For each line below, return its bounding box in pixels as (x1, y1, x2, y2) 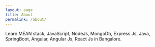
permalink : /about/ (5, 17, 47, 22)
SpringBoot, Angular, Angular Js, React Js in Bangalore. (5, 36, 122, 42)
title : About (5, 12, 33, 17)
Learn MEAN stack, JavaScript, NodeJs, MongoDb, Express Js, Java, (5, 31, 150, 37)
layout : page (5, 7, 33, 13)
